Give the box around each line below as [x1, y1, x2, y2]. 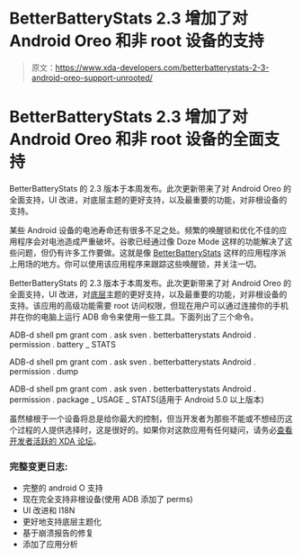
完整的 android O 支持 [22, 482, 103, 493]
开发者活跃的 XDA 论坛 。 [9, 436, 102, 446]
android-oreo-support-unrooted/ [31, 72, 153, 83]
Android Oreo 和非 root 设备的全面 [9, 130, 265, 149]
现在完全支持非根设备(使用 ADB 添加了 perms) [22, 494, 193, 505]
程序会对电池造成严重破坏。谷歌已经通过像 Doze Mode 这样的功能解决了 [16, 236, 285, 247]
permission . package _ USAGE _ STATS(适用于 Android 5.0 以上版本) [9, 393, 265, 405]
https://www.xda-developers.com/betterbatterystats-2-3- [55, 62, 270, 73]
